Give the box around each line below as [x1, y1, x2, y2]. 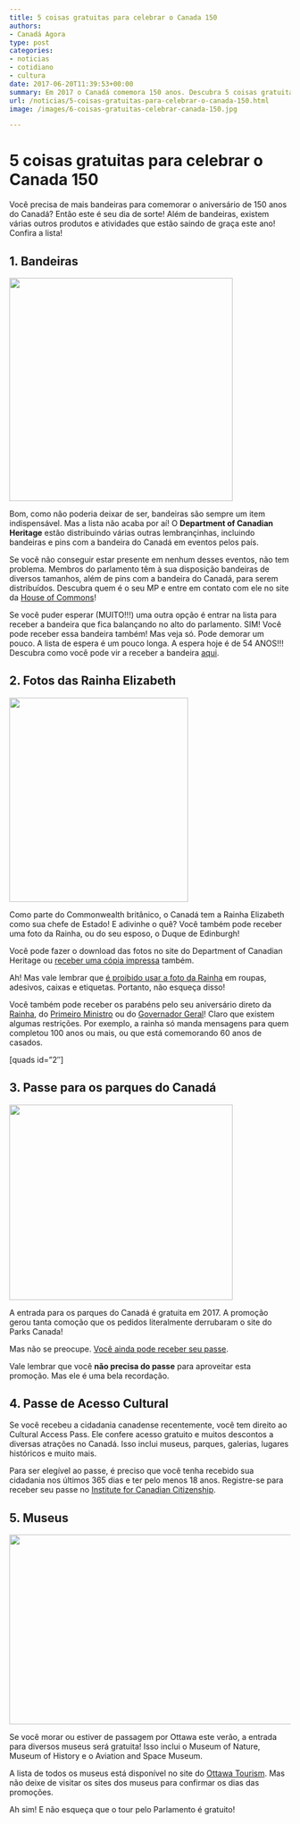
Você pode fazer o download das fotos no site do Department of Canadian [9, 945, 283, 956]
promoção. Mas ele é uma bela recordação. [9, 1370, 170, 1381]
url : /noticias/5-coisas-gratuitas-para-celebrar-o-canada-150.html [9, 96, 270, 105]
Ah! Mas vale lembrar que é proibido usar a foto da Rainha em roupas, [9, 972, 267, 983]
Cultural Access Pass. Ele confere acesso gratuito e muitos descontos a [9, 1429, 274, 1440]
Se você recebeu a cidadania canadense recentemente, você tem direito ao [9, 1419, 287, 1430]
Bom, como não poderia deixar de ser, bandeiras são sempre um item [9, 508, 266, 519]
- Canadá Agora [9, 29, 66, 38]
